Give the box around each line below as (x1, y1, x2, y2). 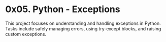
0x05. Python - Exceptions (5, 4, 120, 15)
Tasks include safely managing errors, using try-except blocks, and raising (5, 25, 161, 31)
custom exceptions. (5, 31, 47, 37)
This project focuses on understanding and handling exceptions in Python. (5, 20, 161, 26)
